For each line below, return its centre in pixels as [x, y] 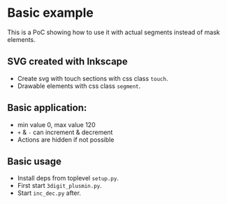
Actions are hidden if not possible [66, 139]
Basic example [51, 13]
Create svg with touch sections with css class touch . [93, 78]
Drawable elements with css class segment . [79, 86]
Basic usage [34, 161]
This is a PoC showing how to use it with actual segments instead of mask [113, 32]
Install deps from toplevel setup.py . [68, 178]
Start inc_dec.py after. [49, 193]
